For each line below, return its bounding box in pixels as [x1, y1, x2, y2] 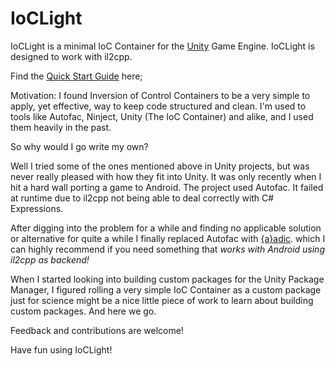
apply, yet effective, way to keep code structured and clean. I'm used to [10, 100, 307, 112]
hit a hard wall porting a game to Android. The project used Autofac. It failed [10, 181, 324, 193]
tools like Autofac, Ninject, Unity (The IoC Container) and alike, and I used [10, 110, 314, 122]
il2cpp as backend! [10, 253, 90, 266]
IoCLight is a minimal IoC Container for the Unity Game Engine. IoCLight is [10, 40, 315, 52]
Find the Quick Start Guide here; [10, 70, 143, 82]
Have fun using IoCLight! [10, 343, 113, 356]
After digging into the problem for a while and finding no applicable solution [10, 222, 322, 234]
